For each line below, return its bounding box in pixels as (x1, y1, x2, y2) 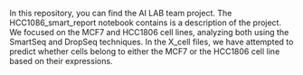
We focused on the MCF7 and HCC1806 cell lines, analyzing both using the (9, 27, 289, 37)
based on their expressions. (9, 56, 113, 66)
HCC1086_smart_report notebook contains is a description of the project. (9, 17, 282, 28)
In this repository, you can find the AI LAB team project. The (9, 8, 232, 18)
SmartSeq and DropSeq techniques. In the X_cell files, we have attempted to (9, 36, 294, 47)
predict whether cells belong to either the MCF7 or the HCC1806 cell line (9, 46, 280, 57)
